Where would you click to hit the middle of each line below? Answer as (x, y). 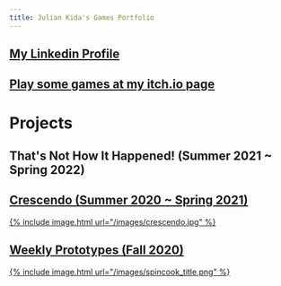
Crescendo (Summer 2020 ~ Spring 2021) (129, 200)
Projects (41, 123)
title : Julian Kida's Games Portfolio (82, 17)
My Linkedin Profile (65, 54)
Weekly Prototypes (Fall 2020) (97, 251)
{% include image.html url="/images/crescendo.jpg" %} (113, 221)
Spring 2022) (47, 170)
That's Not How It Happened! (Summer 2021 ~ (140, 156)
